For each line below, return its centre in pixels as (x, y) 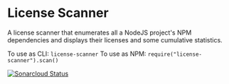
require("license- (175, 54)
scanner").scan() (33, 60)
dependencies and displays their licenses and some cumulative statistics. (115, 40)
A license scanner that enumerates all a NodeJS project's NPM (100, 32)
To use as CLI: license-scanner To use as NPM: (77, 54)
